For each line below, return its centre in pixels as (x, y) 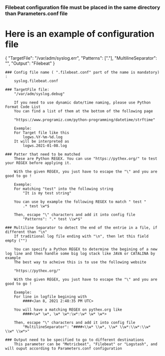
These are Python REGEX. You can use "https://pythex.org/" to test (86, 159)
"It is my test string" (47, 193)
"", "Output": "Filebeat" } (30, 63)
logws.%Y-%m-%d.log (43, 137)
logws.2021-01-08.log (45, 145)
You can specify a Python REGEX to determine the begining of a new (86, 249)
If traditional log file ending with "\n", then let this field (81, 236)
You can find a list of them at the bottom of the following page (83, 111)
